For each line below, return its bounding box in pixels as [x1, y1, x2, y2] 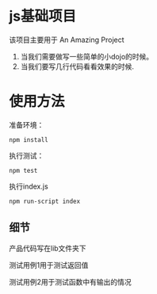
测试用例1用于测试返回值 [9, 260, 89, 269]
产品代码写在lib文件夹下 [9, 243, 86, 253]
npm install [9, 136, 48, 143]
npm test [9, 166, 38, 174]
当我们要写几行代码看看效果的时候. [20, 61, 134, 71]
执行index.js [9, 181, 48, 191]
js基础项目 [9, 7, 77, 25]
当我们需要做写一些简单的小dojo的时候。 [20, 52, 154, 61]
